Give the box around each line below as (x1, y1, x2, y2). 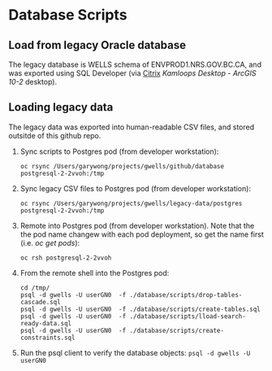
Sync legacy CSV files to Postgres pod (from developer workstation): (19, 183, 252, 193)
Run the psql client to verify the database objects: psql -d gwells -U (19, 347, 251, 357)
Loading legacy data (8, 100, 114, 115)
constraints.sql (19, 334, 76, 342)
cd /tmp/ (19, 283, 50, 292)
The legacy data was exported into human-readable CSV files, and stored (8, 122, 254, 132)
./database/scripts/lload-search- (129, 312, 246, 321)
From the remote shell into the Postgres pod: (19, 268, 170, 277)
